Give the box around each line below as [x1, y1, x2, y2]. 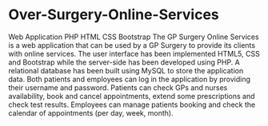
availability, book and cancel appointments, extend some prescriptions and [8, 91, 255, 100]
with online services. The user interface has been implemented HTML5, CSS [8, 49, 260, 58]
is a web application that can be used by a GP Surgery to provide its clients [8, 40, 256, 49]
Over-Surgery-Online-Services [8, 6, 220, 24]
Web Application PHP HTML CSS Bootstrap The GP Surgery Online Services [8, 32, 259, 41]
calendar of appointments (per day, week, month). [8, 108, 174, 117]
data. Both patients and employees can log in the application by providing [8, 74, 250, 84]
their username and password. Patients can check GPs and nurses [8, 82, 228, 93]
